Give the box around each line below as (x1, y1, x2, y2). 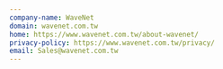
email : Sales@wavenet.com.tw (9, 47, 119, 56)
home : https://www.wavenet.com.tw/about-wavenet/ (9, 30, 200, 39)
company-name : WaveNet (9, 13, 94, 22)
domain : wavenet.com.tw (9, 22, 99, 30)
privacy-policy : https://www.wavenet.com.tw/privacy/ (9, 38, 216, 47)
